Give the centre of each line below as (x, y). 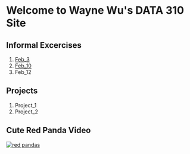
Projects (22, 91)
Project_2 (27, 112)
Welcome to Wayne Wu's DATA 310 (95, 10)
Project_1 (26, 105)
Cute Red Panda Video (49, 130)
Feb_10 (23, 66)
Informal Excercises (44, 45)
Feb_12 (23, 72)
